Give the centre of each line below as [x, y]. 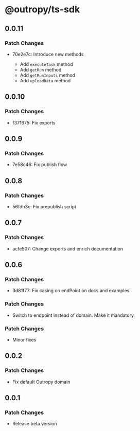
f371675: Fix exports [34, 122]
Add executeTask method [46, 64]
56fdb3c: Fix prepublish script [44, 206]
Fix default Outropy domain [41, 382]
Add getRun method [41, 69]
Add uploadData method [45, 80]
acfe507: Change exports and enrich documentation [68, 248]
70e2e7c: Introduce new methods [48, 54]
